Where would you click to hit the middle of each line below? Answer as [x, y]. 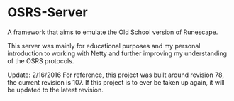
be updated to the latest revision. [56, 90]
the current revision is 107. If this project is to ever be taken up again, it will [116, 82]
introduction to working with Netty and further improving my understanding [117, 53]
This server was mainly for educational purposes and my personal [104, 46]
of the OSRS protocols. [41, 60]
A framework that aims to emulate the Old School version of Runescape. [113, 32]
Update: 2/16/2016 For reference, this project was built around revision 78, [116, 75]
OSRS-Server [48, 12]
